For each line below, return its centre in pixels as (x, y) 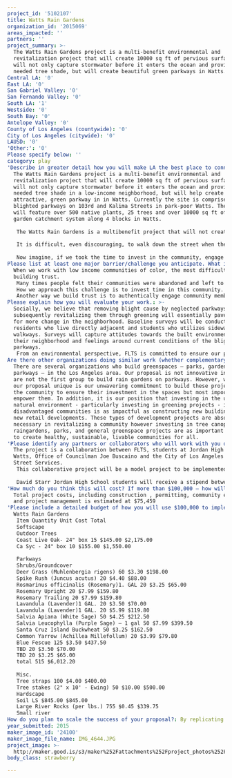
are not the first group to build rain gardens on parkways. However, (117, 379)
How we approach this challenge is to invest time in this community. (120, 290)
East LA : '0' (26, 84)
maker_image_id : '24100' (43, 732)
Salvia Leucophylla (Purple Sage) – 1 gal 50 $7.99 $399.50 (105, 623)
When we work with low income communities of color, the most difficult (120, 270)
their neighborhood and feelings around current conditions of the (113, 341)
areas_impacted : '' (35, 33)
